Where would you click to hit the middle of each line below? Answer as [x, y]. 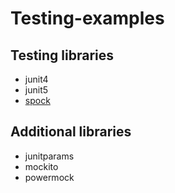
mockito [41, 166]
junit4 [36, 79]
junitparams [49, 156]
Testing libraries [62, 55]
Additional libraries [71, 132]
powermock [49, 177]
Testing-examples [87, 18]
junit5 [36, 90]
